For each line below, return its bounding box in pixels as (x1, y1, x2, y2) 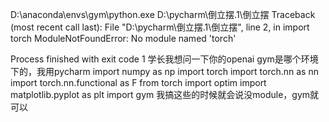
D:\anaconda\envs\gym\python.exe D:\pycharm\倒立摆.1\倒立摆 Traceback (10, 9, 316, 20)
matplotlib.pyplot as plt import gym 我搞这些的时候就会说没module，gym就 (10, 89, 320, 100)
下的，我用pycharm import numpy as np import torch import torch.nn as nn (10, 66, 319, 77)
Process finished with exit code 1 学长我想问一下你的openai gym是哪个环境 (10, 53, 319, 65)
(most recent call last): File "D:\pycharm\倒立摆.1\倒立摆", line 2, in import (10, 21, 310, 33)
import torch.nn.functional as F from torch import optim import (10, 77, 267, 88)
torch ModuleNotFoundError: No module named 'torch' (10, 33, 237, 44)
